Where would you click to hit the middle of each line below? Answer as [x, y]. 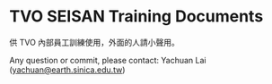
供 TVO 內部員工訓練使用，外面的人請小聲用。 [94, 42]
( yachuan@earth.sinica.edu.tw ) [67, 70]
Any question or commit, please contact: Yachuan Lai [108, 60]
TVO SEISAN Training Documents [136, 17]
